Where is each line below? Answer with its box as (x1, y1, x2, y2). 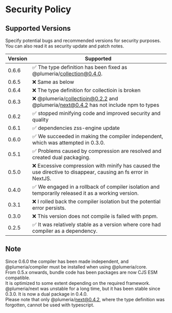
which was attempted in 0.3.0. (32, 139, 105, 146)
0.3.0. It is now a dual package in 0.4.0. (5, 290, 88, 297)
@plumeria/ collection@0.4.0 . (32, 70, 103, 77)
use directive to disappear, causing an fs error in (32, 169, 148, 175)
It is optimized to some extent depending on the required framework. (5, 280, 150, 286)
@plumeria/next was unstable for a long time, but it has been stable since (5, 285, 160, 292)
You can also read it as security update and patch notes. (5, 43, 124, 49)
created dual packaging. (32, 154, 91, 161)
